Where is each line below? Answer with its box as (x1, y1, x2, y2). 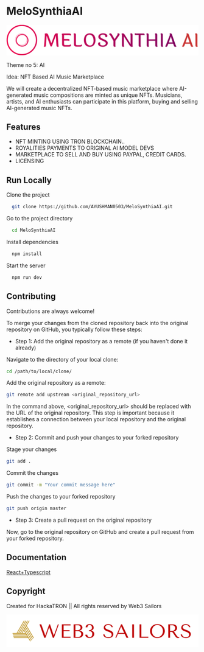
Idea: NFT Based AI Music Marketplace (6, 73, 105, 80)
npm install (12, 251, 43, 257)
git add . (6, 458, 32, 464)
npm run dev (12, 274, 43, 281)
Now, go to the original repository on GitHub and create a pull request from (6, 528, 194, 535)
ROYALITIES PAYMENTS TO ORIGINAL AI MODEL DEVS (15, 144, 154, 152)
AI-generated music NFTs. (6, 104, 72, 111)
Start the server (6, 262, 46, 269)
